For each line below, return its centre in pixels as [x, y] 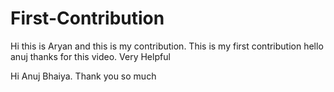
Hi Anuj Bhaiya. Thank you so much [83, 76]
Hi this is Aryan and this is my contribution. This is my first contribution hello [167, 46]
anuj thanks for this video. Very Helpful [90, 56]
